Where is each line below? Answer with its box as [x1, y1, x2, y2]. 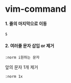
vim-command [5, 3, 67, 15]
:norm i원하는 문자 [5, 55, 40, 60]
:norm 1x [5, 74, 23, 79]
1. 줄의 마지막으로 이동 [5, 21, 47, 27]
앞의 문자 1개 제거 [5, 64, 38, 70]
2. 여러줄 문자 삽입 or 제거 [5, 43, 54, 49]
